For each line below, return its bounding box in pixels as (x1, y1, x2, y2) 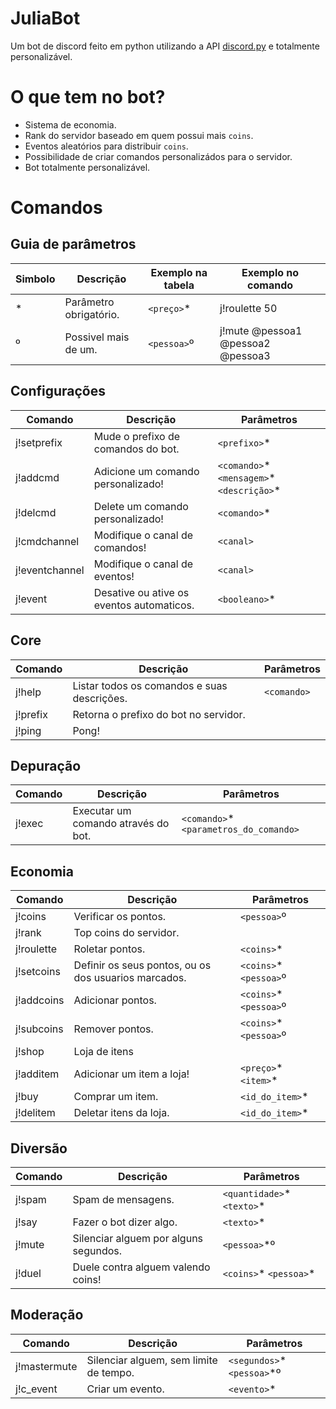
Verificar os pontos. (73, 910, 167, 924)
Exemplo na (150, 265, 208, 279)
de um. (64, 342, 98, 356)
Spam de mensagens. (72, 1192, 175, 1206)
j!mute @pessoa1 (219, 323, 303, 337)
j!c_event (15, 1382, 58, 1396)
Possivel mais (64, 330, 130, 344)
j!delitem (15, 1106, 56, 1120)
